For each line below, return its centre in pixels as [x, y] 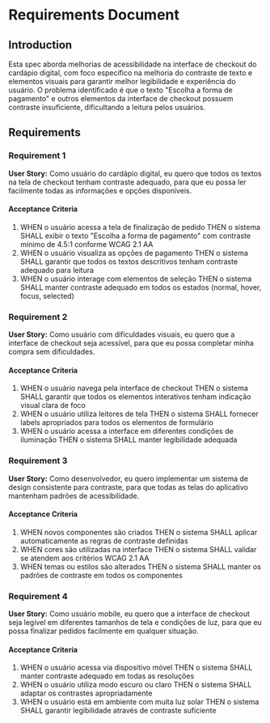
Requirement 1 [37, 155]
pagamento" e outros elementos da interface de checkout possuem [121, 98]
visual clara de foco [53, 406]
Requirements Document [94, 15]
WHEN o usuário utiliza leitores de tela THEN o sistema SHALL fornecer [139, 414]
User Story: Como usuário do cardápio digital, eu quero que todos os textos [135, 173]
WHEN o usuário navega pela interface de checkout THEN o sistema [134, 388]
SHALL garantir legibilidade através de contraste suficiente [118, 711]
